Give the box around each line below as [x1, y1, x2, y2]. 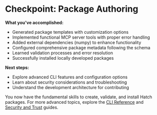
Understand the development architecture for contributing [12, 84, 130, 90]
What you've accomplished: [5, 20, 64, 25]
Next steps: [5, 65, 29, 70]
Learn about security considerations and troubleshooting [12, 79, 127, 85]
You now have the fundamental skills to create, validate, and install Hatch [5, 94, 153, 100]
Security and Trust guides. [5, 104, 59, 110]
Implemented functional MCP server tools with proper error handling [12, 34, 150, 40]
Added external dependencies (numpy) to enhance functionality [12, 39, 141, 45]
